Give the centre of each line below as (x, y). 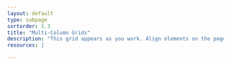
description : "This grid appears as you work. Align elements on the (109, 39)
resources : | (26, 45)
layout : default (30, 13)
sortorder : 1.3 (29, 26)
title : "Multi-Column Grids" (49, 32)
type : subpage (27, 20)
